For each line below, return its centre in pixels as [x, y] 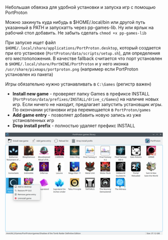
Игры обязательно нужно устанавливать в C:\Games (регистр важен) [78, 84]
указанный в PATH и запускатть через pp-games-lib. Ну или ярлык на [79, 27]
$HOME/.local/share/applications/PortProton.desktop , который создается [83, 48]
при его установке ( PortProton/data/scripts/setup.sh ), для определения [83, 53]
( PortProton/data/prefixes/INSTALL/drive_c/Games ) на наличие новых [85, 99]
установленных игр [33, 120]
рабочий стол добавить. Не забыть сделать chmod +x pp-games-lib [76, 33]
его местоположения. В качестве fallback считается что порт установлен [84, 58]
